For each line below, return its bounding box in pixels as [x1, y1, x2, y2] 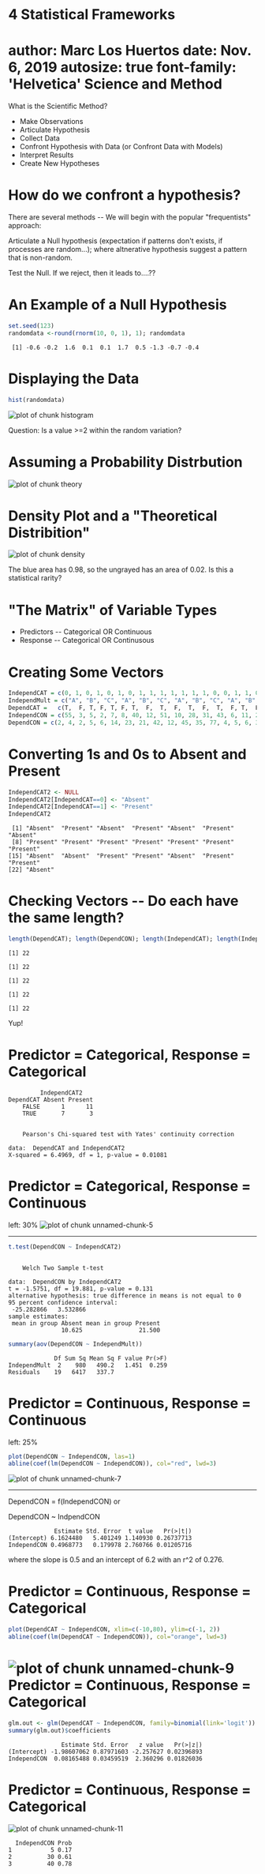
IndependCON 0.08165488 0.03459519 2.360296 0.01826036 [8, 1755, 203, 1763]
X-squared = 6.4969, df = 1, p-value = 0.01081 [8, 1151, 168, 1159]
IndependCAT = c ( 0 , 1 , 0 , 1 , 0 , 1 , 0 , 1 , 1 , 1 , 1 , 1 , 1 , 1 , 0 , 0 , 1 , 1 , [8, 689, 252, 697]
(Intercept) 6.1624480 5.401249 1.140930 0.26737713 [8, 1534, 192, 1542]
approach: [8, 221, 42, 231]
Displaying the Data [8, 370, 140, 388]
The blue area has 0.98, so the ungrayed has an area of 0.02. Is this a [8, 565, 234, 574]
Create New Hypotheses [19, 159, 100, 168]
